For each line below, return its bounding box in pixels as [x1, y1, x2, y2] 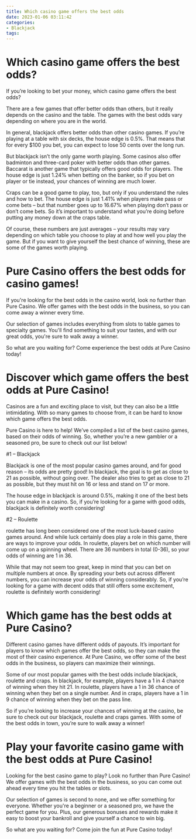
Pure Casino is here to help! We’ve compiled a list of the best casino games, [6, 427, 189, 434]
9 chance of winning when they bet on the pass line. [6, 696, 133, 703]
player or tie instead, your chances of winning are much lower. [6, 178, 156, 185]
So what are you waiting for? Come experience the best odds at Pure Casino [6, 344, 190, 351]
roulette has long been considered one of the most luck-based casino [6, 527, 174, 534]
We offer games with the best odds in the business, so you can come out [6, 778, 183, 785]
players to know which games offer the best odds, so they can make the [6, 647, 180, 654]
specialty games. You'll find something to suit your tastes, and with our [6, 327, 177, 333]
